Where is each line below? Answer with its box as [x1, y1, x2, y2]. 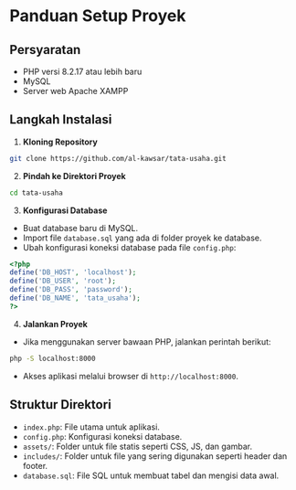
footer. [22, 460, 48, 471]
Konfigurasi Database [22, 205, 108, 216]
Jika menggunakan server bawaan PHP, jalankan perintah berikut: [22, 336, 271, 347]
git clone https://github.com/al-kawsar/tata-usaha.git [9, 154, 227, 163]
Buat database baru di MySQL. [22, 222, 139, 233]
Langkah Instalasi [9, 112, 112, 128]
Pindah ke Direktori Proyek [22, 170, 126, 181]
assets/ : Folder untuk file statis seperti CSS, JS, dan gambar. [22, 441, 253, 452]
